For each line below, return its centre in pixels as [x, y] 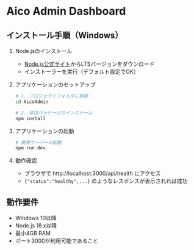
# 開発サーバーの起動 [38, 142]
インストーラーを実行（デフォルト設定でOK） [81, 72]
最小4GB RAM [33, 234]
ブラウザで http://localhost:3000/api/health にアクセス [92, 173]
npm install [30, 118]
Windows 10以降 [36, 218]
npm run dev [30, 148]
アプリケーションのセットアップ [55, 84]
